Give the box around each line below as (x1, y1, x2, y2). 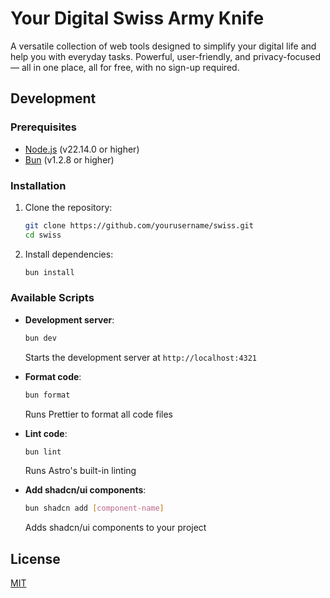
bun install (24, 267, 75, 277)
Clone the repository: (24, 201, 113, 213)
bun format (24, 390, 71, 400)
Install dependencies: (24, 248, 114, 260)
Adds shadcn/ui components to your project (24, 522, 207, 534)
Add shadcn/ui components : (24, 484, 147, 496)
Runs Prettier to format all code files (24, 408, 173, 420)
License (10, 550, 61, 567)
